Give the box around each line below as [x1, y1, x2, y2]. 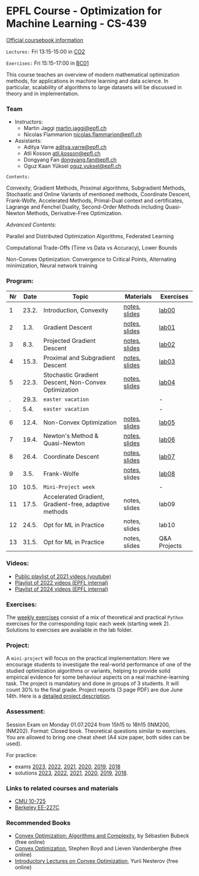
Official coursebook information [6, 36, 84, 43]
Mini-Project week [43, 483, 95, 490]
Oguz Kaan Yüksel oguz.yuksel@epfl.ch [23, 162, 121, 170]
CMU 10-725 [14, 798, 46, 805]
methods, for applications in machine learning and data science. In [6, 77, 169, 84]
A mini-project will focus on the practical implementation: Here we [6, 655, 170, 662]
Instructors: [14, 118, 43, 125]
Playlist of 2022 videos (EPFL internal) [14, 579, 108, 586]
